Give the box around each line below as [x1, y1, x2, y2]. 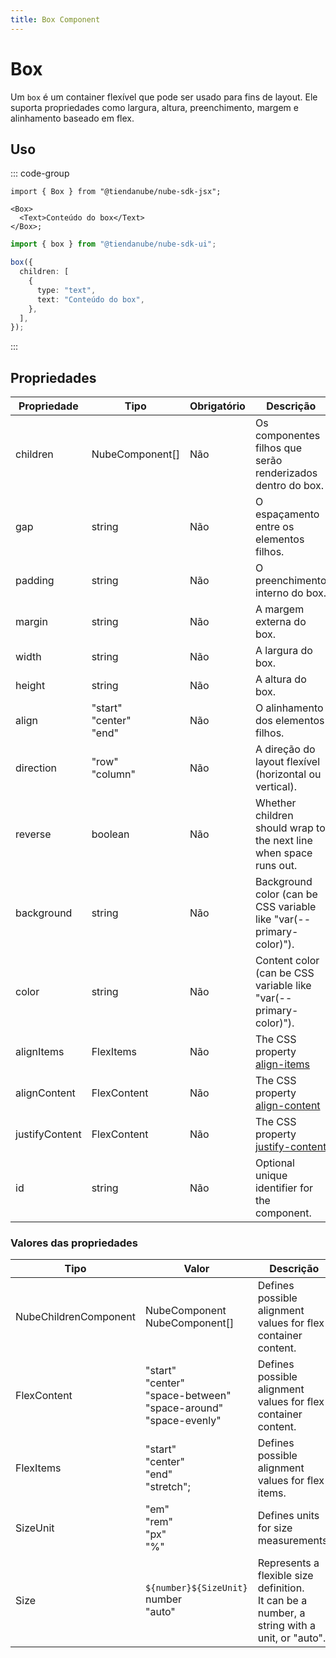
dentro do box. [254, 479, 325, 493]
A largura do [254, 644, 313, 658]
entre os [254, 520, 295, 534]
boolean [91, 827, 130, 841]
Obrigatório [189, 399, 246, 413]
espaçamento [254, 507, 320, 521]
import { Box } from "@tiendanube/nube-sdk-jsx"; [10, 187, 222, 197]
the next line [254, 834, 313, 848]
